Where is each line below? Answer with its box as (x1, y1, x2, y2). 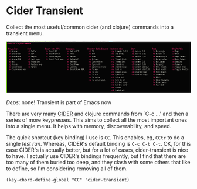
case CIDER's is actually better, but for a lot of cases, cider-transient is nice (6, 146, 189, 153)
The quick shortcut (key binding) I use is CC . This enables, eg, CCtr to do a (6, 134, 185, 141)
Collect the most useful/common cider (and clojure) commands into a (6, 23, 174, 30)
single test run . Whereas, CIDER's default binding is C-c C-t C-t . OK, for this (6, 140, 191, 147)
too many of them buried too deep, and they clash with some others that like (6, 159, 191, 166)
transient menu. (6, 29, 44, 36)
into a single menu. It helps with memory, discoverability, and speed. (6, 123, 172, 130)
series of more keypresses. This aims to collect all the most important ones (6, 116, 188, 123)
